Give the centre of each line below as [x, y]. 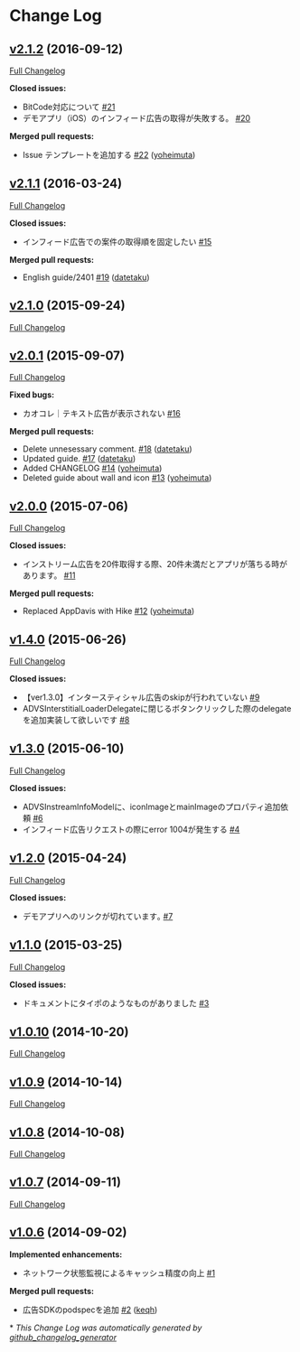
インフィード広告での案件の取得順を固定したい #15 [117, 241]
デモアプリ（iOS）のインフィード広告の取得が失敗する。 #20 [136, 118]
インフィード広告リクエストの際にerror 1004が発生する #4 [131, 829]
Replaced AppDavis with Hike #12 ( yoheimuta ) [108, 611]
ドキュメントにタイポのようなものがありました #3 [116, 1002]
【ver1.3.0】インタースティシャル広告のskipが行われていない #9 [141, 697]
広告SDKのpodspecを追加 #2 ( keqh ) [90, 1310]
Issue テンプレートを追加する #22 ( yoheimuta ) [109, 155]
